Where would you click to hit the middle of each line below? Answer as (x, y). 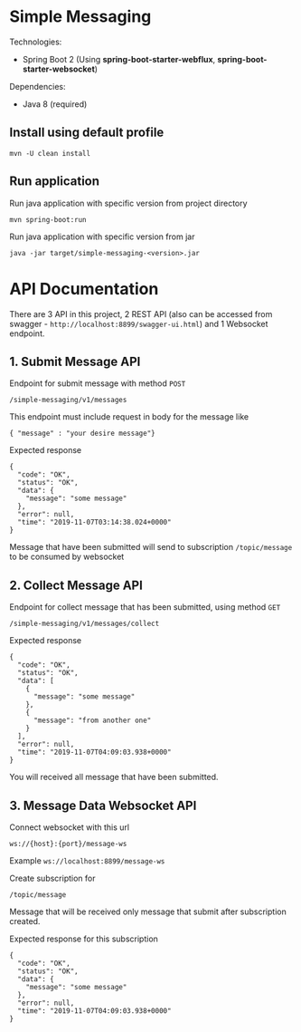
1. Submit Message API (75, 361)
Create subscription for (52, 878)
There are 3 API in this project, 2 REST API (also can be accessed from (141, 313)
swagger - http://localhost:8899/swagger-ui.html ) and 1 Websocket (139, 323)
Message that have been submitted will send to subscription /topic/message (151, 547)
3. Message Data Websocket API (103, 805)
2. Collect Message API (76, 585)
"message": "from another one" (92, 721)
